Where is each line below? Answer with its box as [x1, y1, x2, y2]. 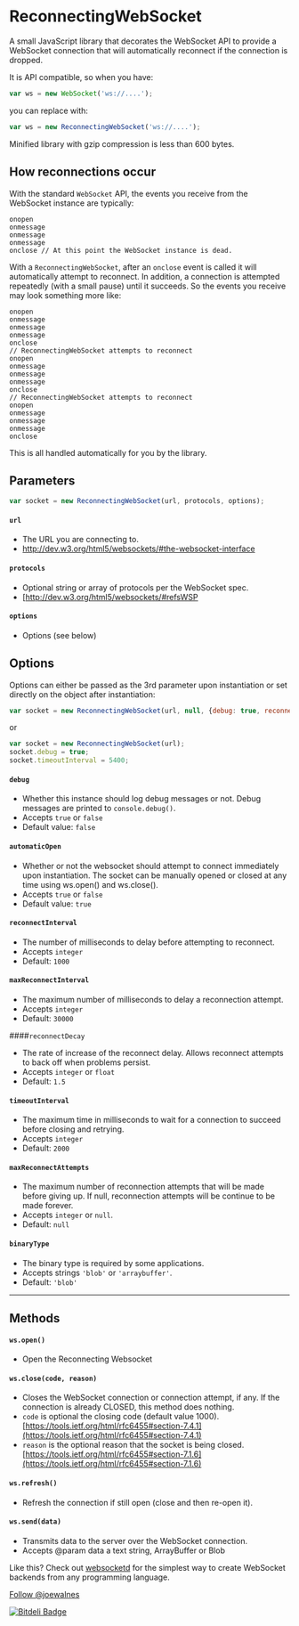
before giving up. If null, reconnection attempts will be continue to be [21, 1191, 276, 1201]
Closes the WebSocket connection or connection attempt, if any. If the [21, 1392, 280, 1403]
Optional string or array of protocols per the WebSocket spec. [21, 581, 249, 593]
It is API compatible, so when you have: [9, 71, 154, 82]
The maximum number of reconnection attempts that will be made [21, 1182, 265, 1192]
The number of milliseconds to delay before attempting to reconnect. [21, 937, 276, 947]
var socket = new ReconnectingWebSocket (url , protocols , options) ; [9, 497, 265, 506]
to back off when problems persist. [21, 1057, 151, 1068]
